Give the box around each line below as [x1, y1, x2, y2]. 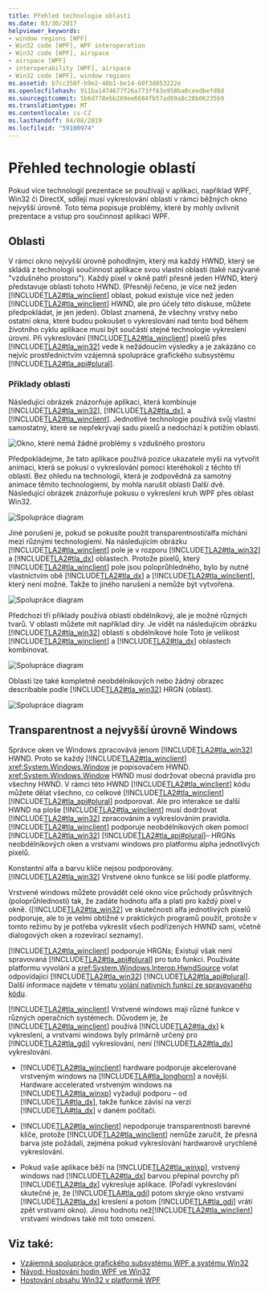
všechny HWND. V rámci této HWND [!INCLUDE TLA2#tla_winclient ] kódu [8, 779, 251, 789]
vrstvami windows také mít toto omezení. [19, 1213, 156, 1223]
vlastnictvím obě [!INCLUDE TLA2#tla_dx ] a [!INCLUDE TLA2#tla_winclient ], [8, 570, 255, 580]
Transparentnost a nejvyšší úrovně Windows [8, 723, 238, 737]
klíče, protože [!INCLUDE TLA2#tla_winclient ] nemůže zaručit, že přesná [19, 1129, 258, 1139]
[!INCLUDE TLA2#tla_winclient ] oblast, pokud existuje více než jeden [8, 290, 234, 300]
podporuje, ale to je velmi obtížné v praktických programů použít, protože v [8, 913, 257, 922]
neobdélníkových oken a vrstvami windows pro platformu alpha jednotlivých [8, 839, 260, 848]
